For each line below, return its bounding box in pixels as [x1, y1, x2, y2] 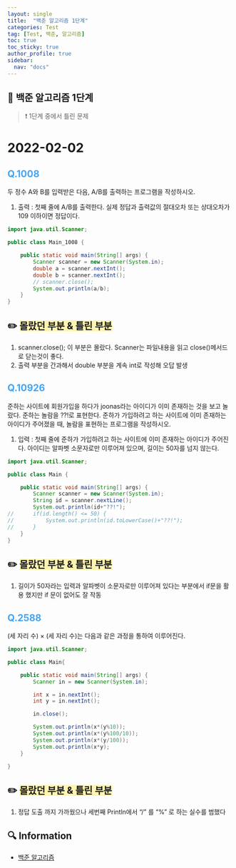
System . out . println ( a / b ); [33, 285, 111, 292]
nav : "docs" [14, 63, 50, 71]
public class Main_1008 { [7, 239, 84, 246]
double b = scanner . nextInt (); [33, 272, 126, 279]
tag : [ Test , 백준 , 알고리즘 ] [7, 30, 86, 38]
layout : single [7, 10, 53, 18]
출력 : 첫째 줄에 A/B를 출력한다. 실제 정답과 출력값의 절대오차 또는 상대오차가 [17, 203, 230, 211]
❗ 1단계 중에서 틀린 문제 [24, 112, 89, 121]
